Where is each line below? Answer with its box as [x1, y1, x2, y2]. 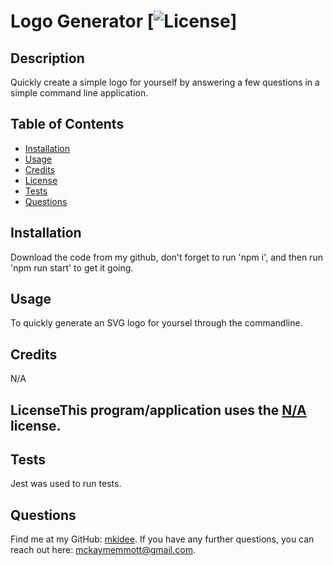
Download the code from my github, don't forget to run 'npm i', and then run [10, 251, 323, 263]
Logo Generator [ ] [10, 10, 238, 33]
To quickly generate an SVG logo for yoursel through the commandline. [10, 317, 303, 329]
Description [10, 50, 85, 67]
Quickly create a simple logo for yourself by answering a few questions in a [10, 76, 320, 88]
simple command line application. [10, 87, 149, 99]
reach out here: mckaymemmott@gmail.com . [10, 544, 196, 556]
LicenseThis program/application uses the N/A [10, 401, 307, 419]
